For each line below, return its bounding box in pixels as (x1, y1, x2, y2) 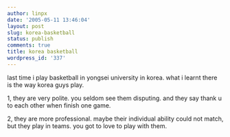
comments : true (7, 42, 51, 49)
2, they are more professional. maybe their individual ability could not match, (7, 114, 224, 123)
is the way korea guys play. (7, 80, 84, 89)
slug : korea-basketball (7, 29, 76, 36)
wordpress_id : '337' (7, 55, 67, 62)
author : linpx (7, 10, 48, 17)
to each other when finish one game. (7, 101, 111, 110)
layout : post (7, 23, 45, 29)
